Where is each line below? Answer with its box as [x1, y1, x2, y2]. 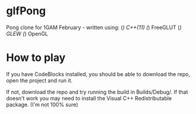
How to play [6, 51, 66, 65]
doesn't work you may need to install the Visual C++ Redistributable [6, 94, 172, 102]
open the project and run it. [6, 77, 73, 84]
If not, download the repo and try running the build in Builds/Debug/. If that [6, 88, 188, 96]
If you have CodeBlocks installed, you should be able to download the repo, [6, 70, 191, 78]
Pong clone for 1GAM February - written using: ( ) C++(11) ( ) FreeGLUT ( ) [6, 24, 182, 31]
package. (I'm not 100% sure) [6, 101, 79, 108]
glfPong [6, 4, 46, 18]
